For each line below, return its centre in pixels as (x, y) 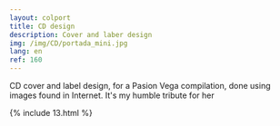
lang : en (26, 52)
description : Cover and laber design (81, 34)
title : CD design (42, 26)
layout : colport (40, 18)
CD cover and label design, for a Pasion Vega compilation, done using (140, 86)
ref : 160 (26, 60)
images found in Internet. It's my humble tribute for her (112, 95)
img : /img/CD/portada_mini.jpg (69, 43)
